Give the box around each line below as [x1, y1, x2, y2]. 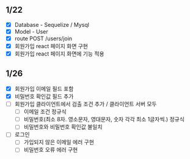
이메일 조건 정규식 [23, 108, 67, 115]
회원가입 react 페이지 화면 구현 [14, 43, 88, 49]
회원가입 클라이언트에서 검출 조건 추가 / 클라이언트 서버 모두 [14, 101, 157, 108]
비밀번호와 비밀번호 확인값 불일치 [23, 123, 103, 130]
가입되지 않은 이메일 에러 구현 [23, 138, 94, 146]
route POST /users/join [14, 35, 73, 42]
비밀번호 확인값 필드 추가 [14, 93, 74, 100]
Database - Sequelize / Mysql [14, 21, 90, 28]
